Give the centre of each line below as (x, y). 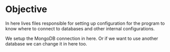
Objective (26, 9)
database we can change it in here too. (46, 43)
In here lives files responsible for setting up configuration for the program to (85, 23)
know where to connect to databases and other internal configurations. (80, 28)
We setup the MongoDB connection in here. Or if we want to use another (82, 38)
